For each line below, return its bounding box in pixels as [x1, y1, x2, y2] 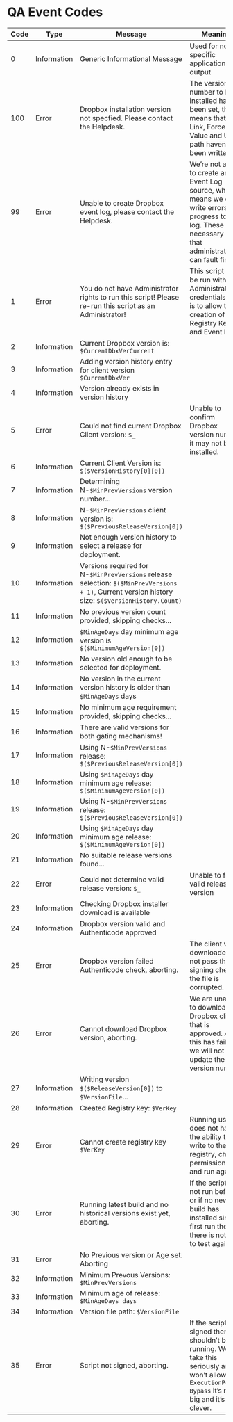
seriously [189, 1361, 220, 1371]
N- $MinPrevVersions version [79, 485, 173, 494]
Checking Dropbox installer [79, 898, 169, 908]
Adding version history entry [79, 356, 173, 366]
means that [189, 113, 227, 122]
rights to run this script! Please [79, 292, 180, 302]
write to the [189, 1140, 227, 1150]
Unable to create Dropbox [79, 198, 164, 208]
